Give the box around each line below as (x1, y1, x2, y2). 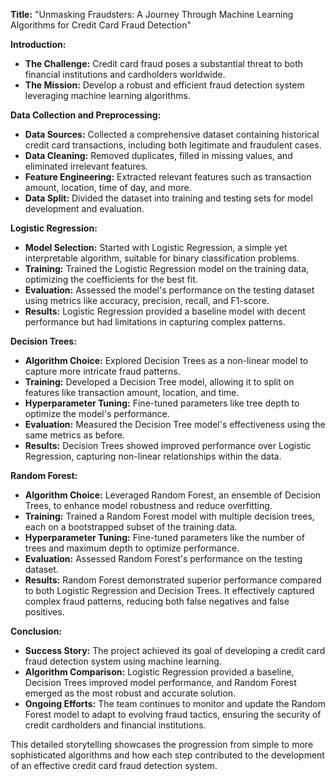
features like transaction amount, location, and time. (24, 387, 240, 398)
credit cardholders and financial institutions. (24, 719, 207, 731)
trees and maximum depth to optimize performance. (24, 542, 240, 554)
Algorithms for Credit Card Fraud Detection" (10, 19, 192, 31)
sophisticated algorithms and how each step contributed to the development (10, 749, 325, 761)
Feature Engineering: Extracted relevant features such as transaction (24, 171, 312, 183)
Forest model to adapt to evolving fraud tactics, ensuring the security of (24, 709, 322, 720)
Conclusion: (10, 625, 63, 637)
